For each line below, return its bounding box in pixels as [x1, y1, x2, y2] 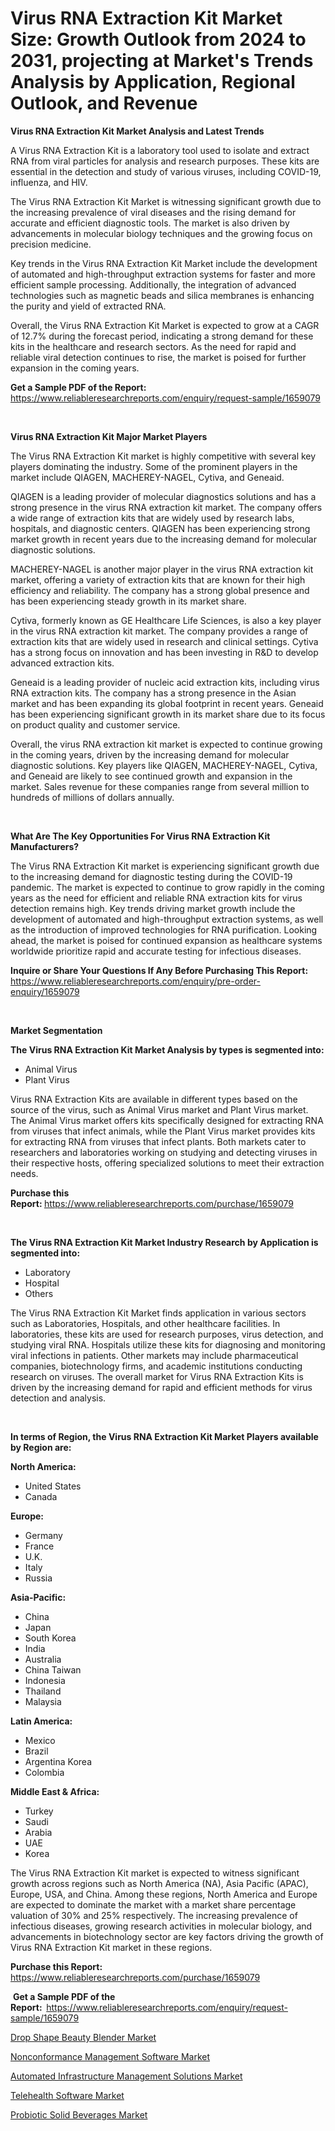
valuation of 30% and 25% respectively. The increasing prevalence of [10, 1909, 298, 1921]
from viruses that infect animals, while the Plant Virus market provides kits [10, 1125, 316, 1137]
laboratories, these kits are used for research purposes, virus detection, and [10, 1328, 324, 1340]
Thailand [24, 1685, 62, 1697]
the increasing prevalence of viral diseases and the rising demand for [10, 206, 297, 218]
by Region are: [10, 1441, 72, 1453]
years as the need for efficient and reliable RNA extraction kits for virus [10, 892, 303, 904]
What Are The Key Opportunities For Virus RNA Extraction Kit [10, 830, 271, 842]
